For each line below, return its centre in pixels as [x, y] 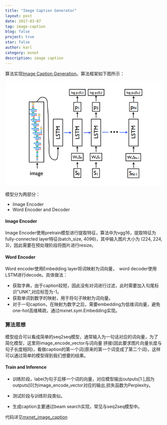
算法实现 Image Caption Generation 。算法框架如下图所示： [65, 73]
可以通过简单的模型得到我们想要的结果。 [46, 355]
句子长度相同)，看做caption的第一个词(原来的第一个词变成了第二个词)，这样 [83, 349]
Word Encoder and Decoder [41, 209]
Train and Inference [26, 367]
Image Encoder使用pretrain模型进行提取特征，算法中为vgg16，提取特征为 [81, 233]
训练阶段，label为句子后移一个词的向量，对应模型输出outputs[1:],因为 [83, 379]
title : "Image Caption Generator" [41, 10]
